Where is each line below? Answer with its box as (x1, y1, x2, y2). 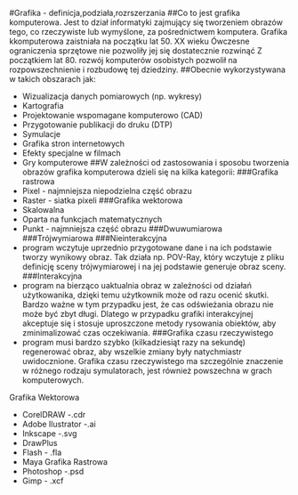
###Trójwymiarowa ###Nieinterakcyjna (21, 233, 167, 243)
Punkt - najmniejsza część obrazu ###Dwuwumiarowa (21, 223, 222, 234)
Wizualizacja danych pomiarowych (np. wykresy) (21, 91, 203, 101)
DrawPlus (21, 438, 58, 448)
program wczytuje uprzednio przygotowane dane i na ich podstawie (21, 242, 272, 253)
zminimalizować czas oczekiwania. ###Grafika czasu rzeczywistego (21, 328, 274, 337)
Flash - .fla (21, 447, 62, 458)
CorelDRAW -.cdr (21, 410, 86, 419)
